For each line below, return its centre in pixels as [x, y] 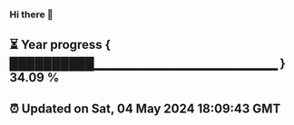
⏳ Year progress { [60, 45]
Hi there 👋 [32, 14]
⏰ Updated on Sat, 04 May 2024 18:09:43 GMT [145, 108]
